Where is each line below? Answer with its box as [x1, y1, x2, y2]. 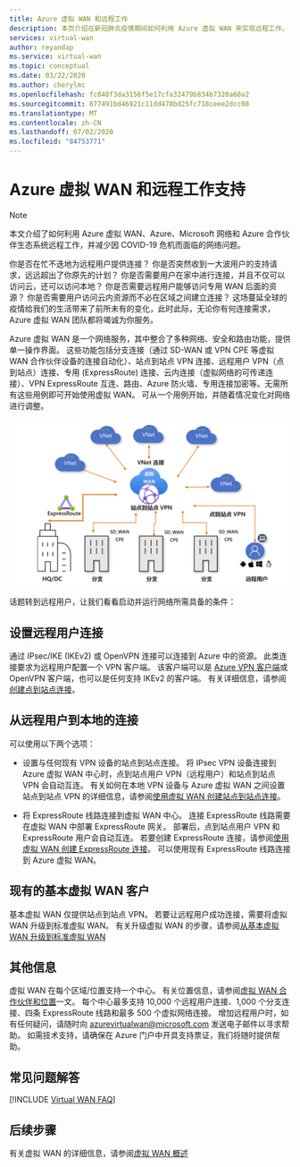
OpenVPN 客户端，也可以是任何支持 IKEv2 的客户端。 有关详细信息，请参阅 [9, 673, 287, 684]
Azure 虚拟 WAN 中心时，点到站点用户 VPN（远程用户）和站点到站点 [21, 768, 276, 779]
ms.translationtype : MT [9, 108, 98, 118]
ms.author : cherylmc [9, 81, 87, 89]
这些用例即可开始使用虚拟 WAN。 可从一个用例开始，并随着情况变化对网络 [16, 389, 291, 400]
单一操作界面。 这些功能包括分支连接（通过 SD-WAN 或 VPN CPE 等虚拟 [9, 345, 275, 355]
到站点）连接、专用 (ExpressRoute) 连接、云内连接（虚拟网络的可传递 [9, 367, 266, 378]
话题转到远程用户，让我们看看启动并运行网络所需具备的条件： [9, 596, 237, 608]
